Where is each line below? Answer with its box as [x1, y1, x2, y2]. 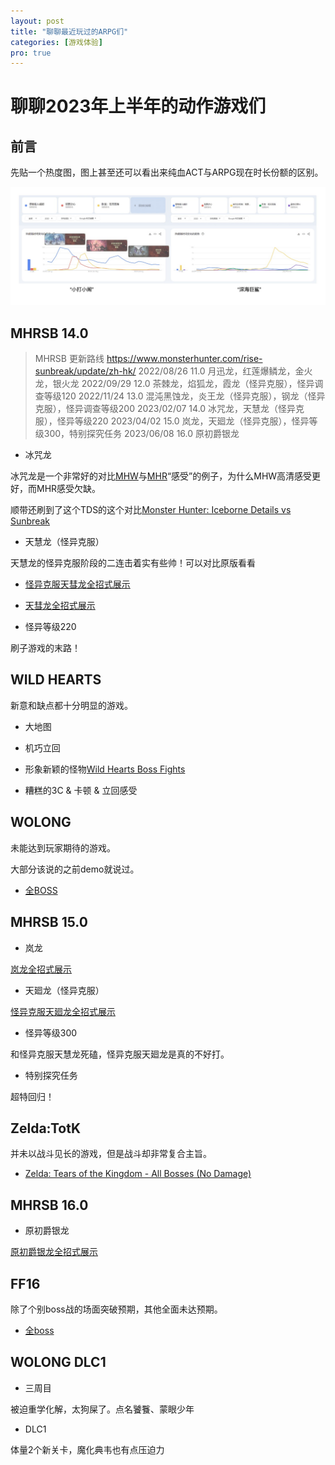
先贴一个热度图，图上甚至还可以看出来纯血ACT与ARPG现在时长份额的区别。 [10, 166, 324, 179]
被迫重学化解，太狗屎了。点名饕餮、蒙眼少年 [10, 1403, 195, 1415]
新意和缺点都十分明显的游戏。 [10, 699, 133, 711]
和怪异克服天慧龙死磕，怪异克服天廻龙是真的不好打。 [10, 1048, 230, 1060]
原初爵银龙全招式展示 [10, 1246, 98, 1258]
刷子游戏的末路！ [10, 642, 81, 654]
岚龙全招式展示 [10, 963, 72, 975]
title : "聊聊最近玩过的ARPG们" [10, 26, 129, 37]
